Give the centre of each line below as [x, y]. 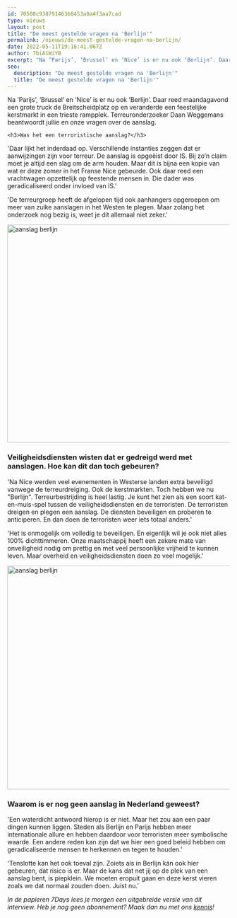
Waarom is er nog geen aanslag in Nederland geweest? [103, 804]
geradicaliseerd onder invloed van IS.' [62, 186]
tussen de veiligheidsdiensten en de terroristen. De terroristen [138, 504]
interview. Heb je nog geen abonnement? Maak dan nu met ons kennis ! [111, 907]
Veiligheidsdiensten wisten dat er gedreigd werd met [100, 457]
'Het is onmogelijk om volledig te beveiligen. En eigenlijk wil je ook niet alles [117, 533]
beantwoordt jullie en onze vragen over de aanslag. [82, 122]
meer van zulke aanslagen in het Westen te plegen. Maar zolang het [106, 207]
